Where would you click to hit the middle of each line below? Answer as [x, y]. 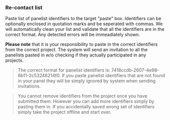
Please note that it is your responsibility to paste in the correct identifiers [82, 44]
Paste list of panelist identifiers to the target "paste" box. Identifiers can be [83, 19]
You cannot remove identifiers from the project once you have [82, 96]
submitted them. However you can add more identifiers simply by [86, 101]
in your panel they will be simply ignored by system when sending [87, 81]
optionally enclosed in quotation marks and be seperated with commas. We [84, 24]
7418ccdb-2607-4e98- [135, 70]
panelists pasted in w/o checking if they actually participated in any [76, 55]
